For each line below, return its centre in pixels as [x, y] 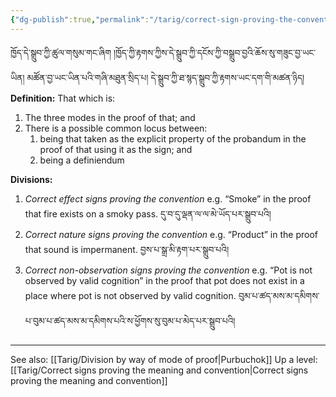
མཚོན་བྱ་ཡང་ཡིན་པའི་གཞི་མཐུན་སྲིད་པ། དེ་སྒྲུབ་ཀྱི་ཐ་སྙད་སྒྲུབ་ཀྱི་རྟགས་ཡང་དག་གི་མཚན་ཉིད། [165, 77]
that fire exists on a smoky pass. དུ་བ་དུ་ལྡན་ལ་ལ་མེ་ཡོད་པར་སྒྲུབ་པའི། [148, 213]
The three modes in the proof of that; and [110, 117]
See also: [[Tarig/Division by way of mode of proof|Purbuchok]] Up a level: [164, 359]
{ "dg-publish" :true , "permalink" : [80, 19]
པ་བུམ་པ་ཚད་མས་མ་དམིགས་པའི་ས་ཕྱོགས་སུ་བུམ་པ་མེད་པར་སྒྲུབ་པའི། [130, 320]
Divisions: [31, 179]
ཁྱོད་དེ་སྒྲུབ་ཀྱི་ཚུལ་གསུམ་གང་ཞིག [61, 52]
